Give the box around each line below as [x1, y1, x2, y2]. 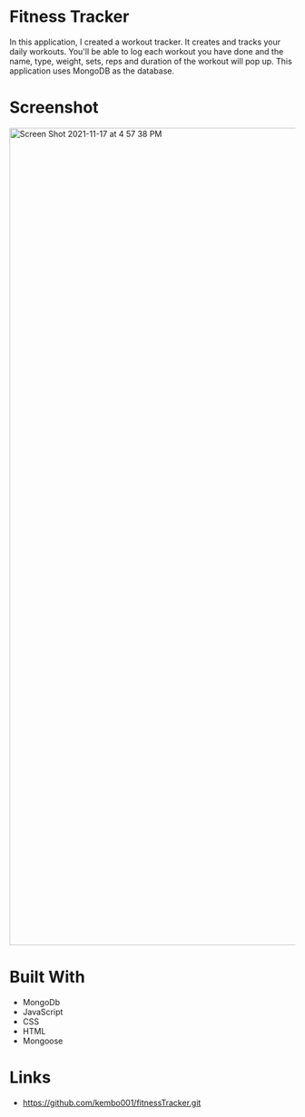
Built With [9, 967, 85, 987]
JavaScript [22, 1006, 64, 1017]
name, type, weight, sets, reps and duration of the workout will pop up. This [9, 55, 292, 66]
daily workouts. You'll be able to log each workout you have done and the [9, 45, 284, 56]
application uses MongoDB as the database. [9, 65, 175, 76]
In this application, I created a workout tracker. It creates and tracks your [9, 36, 281, 47]
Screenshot [9, 97, 99, 118]
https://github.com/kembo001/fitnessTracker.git [22, 1097, 202, 1108]
